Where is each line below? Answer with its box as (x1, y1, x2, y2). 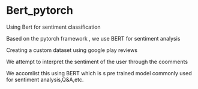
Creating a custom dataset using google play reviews (6, 46, 138, 54)
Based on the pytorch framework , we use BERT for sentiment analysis (6, 35, 181, 42)
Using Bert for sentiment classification (6, 23, 101, 30)
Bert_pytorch (6, 4, 73, 17)
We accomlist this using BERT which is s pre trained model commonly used (6, 69, 192, 76)
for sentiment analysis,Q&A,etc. (6, 76, 84, 83)
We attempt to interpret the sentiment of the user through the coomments (6, 58, 188, 65)
